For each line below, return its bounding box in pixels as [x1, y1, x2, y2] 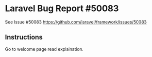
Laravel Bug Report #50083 [5, 3, 119, 14]
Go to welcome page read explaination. [5, 46, 84, 52]
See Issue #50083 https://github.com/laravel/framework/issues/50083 [5, 19, 147, 25]
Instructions [5, 33, 43, 41]
